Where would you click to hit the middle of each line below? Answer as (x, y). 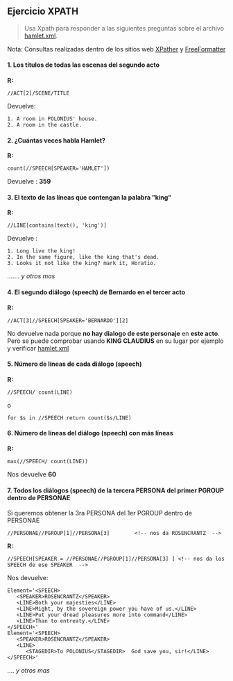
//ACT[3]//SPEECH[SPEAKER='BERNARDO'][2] (68, 320)
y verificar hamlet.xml (38, 348)
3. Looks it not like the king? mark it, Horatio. (82, 264)
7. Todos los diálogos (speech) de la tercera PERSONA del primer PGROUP (115, 490)
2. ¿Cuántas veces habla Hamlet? (57, 140)
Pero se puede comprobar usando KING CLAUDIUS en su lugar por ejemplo (115, 341)
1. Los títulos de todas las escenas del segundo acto (83, 65)
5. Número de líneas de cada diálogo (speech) (75, 364)
